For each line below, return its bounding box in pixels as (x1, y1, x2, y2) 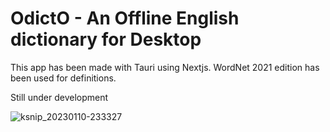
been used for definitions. (10, 72, 117, 84)
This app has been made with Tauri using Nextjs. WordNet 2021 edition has (10, 61, 320, 73)
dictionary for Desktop (10, 28, 202, 51)
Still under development (10, 91, 109, 103)
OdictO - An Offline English (10, 7, 240, 30)
